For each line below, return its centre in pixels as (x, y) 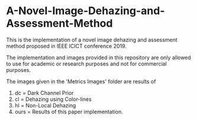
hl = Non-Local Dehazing (45, 105)
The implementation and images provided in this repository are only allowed (98, 57)
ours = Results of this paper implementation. (69, 112)
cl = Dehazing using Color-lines (53, 99)
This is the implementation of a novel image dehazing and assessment (92, 40)
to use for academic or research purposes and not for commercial (86, 64)
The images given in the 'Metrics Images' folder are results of (81, 81)
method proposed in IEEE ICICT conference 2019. (67, 46)
